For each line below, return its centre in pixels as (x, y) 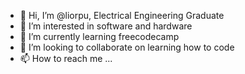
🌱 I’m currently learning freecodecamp (99, 36)
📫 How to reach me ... (66, 58)
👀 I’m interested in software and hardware (106, 26)
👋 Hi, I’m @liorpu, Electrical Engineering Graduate (122, 15)
